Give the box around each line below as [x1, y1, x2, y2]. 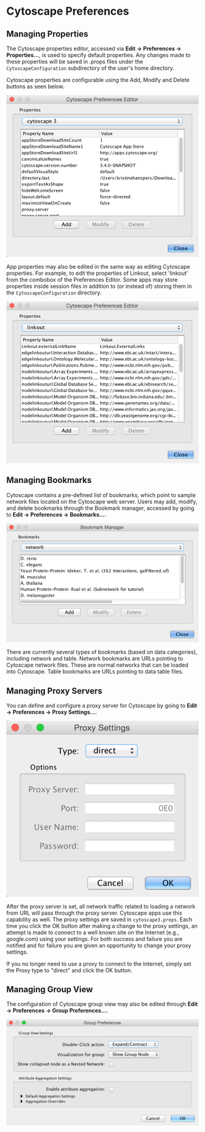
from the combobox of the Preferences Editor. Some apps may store [6, 276, 178, 283]
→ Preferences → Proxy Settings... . [6, 708, 98, 716]
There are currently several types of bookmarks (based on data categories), [6, 648, 198, 656]
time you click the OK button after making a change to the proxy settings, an [6, 922, 198, 929]
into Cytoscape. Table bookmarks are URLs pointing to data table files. [6, 668, 184, 675]
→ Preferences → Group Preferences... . [6, 1007, 109, 1014]
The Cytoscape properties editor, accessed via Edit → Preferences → [6, 45, 182, 52]
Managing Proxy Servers [6, 686, 103, 696]
